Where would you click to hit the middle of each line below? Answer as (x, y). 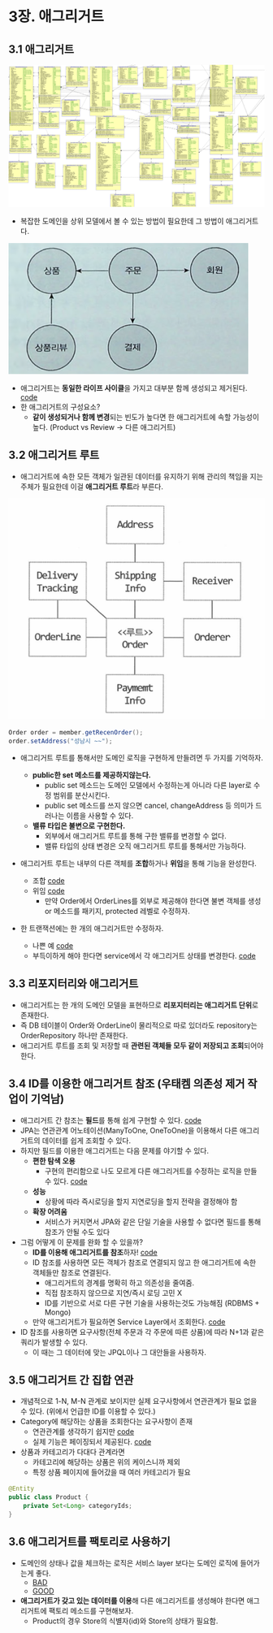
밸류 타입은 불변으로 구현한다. (79, 825)
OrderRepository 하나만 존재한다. (74, 1035)
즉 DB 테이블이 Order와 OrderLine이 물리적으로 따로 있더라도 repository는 (139, 1025)
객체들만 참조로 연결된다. (71, 1272)
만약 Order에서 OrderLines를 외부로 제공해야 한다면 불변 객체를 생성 (153, 901)
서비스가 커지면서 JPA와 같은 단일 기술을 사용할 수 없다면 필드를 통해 (153, 1222)
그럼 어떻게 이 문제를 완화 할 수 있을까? (82, 1242)
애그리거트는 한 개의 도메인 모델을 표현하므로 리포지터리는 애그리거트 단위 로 (139, 1005)
